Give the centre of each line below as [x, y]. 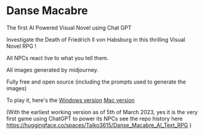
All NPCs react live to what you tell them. [57, 58]
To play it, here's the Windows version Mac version [71, 100]
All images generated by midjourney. [53, 70]
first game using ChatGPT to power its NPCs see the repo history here [95, 118]
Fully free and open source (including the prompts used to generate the [96, 82]
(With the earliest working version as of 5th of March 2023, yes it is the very [102, 112]
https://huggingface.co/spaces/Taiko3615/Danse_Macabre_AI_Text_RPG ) [99, 125]
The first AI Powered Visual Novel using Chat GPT [69, 28]
